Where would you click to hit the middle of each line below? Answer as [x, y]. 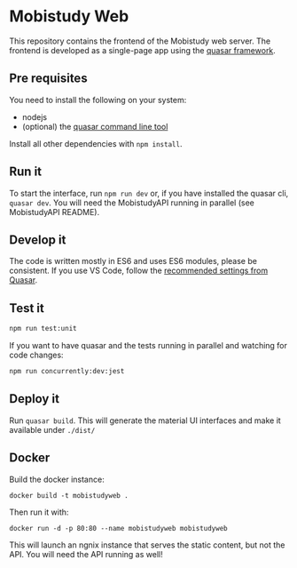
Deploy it [35, 399]
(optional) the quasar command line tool [95, 126]
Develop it [38, 240]
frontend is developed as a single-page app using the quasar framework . [143, 50]
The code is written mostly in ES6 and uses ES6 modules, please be [133, 261]
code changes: [36, 355]
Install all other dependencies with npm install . [96, 143]
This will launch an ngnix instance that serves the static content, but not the [147, 545]
